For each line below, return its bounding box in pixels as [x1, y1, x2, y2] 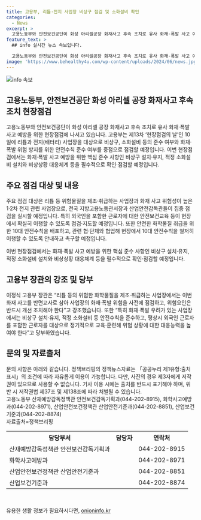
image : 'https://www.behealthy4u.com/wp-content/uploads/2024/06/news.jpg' [6, 58, 199, 65]
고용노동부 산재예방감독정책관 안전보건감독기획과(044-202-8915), [6, 395, 162, 402]
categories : [6, 14, 36, 20]
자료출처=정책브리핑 [6, 418, 54, 425]
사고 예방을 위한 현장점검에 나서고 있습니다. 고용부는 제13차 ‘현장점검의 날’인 [6, 131, 184, 138]
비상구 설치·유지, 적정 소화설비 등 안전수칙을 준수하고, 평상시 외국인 [22, 314, 178, 321]
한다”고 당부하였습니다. [17, 329, 71, 336]
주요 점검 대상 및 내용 [6, 180, 79, 190]
